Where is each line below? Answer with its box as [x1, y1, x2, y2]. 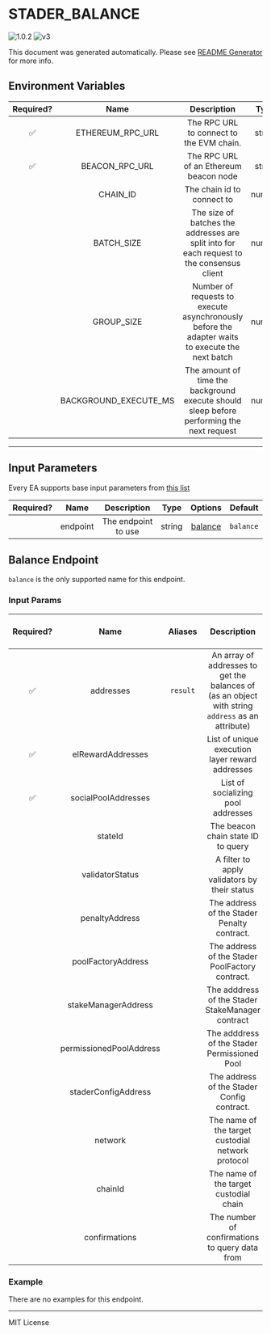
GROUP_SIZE [92, 316, 143, 327]
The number [209, 1211, 256, 1222]
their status [211, 884, 255, 895]
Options [190, 502, 222, 513]
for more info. [8, 56, 54, 65]
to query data [206, 1242, 259, 1253]
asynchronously [182, 310, 244, 322]
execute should [183, 395, 242, 406]
